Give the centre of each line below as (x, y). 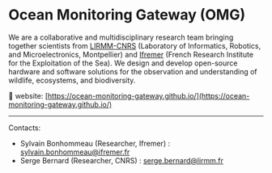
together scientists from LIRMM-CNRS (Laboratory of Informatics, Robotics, (135, 45)
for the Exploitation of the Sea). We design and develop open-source (123, 63)
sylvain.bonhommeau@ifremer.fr (75, 152)
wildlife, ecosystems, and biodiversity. (72, 80)
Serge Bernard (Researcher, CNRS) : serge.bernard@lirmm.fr (122, 160)
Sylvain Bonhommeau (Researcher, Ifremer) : (95, 143)
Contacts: (25, 128)
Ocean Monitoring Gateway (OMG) (127, 15)
